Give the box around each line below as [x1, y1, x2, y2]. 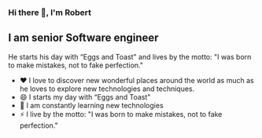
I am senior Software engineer [8, 31, 159, 45]
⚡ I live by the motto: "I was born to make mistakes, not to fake [19, 109, 223, 118]
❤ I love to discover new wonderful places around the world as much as [19, 75, 254, 85]
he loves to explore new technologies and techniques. [19, 84, 195, 93]
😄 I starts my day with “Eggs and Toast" [19, 92, 151, 101]
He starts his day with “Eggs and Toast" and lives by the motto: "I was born [8, 52, 252, 61]
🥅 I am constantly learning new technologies [19, 100, 164, 110]
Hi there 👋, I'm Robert [8, 7, 92, 18]
